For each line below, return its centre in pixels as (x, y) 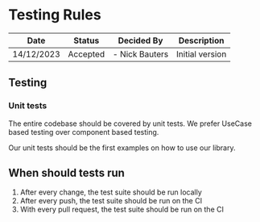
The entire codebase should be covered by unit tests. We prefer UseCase (130, 124)
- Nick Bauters (140, 54)
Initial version (201, 54)
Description (201, 40)
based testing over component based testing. (84, 132)
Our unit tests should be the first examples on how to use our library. (122, 148)
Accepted (87, 54)
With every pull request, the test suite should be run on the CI (122, 209)
